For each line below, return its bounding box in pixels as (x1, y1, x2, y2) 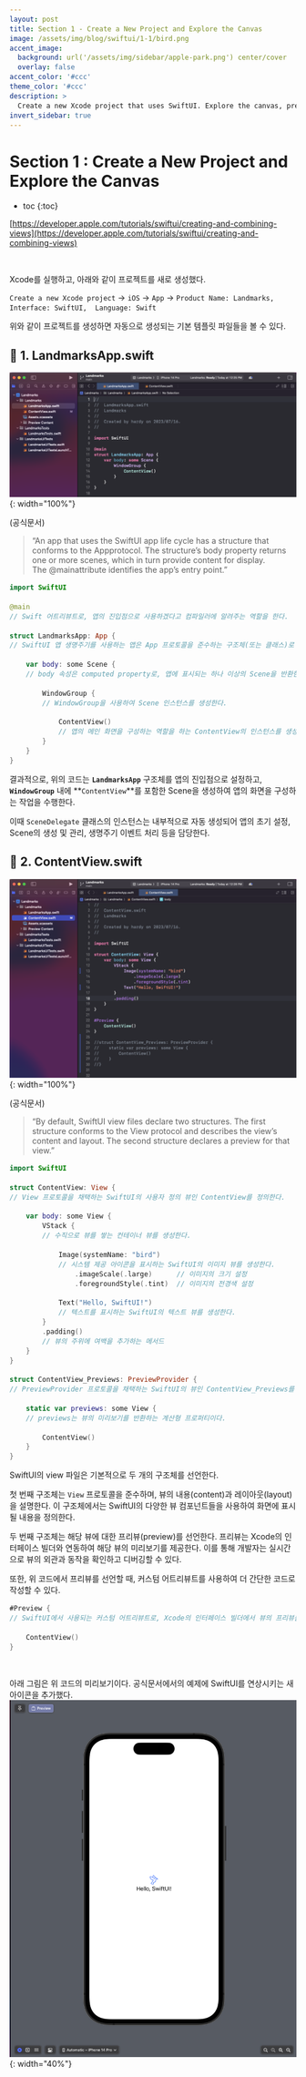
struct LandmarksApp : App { (9, 631, 117, 640)
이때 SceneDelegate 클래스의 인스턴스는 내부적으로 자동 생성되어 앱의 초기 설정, (9, 815, 291, 826)
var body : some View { (25, 1212, 112, 1221)
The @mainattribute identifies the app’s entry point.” (31, 565, 228, 576)
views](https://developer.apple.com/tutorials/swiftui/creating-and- (9, 228, 260, 239)
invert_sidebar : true (9, 110, 92, 120)
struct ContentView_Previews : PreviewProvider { (9, 1376, 198, 1385)
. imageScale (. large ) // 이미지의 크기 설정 (74, 1269, 248, 1279)
